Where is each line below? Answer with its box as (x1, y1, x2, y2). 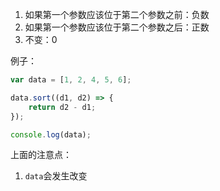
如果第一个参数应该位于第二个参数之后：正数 (24, 21, 210, 33)
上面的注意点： (10, 149, 72, 161)
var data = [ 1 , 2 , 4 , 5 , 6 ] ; (10, 75, 132, 85)
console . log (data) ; (10, 129, 92, 140)
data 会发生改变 (24, 170, 88, 182)
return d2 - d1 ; (28, 102, 97, 112)
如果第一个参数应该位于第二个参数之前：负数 (24, 9, 210, 20)
